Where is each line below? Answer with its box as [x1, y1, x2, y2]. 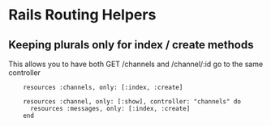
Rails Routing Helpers [8, 6, 157, 24]
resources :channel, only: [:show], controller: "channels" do [23, 98, 242, 106]
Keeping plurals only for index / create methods [8, 38, 254, 52]
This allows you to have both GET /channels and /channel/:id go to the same [8, 59, 264, 69]
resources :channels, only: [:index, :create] [23, 83, 183, 91]
